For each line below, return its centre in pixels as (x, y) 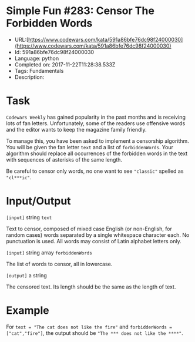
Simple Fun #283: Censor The (80, 11)
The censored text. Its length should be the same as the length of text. (91, 287)
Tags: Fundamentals (39, 71)
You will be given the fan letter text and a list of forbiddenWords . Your (90, 147)
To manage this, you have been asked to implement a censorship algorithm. (97, 141)
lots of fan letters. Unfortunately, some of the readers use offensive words (96, 123)
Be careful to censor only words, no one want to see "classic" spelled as (95, 171)
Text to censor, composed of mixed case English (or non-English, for (89, 229)
